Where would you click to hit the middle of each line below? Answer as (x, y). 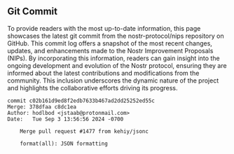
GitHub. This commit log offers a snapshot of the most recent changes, (110, 43)
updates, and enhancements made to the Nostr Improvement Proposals (110, 50)
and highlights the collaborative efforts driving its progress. (92, 87)
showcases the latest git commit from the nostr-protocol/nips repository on (116, 36)
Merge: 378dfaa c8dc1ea (42, 107)
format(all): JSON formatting (64, 143)
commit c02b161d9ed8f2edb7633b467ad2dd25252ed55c (81, 101)
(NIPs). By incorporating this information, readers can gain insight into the (113, 58)
